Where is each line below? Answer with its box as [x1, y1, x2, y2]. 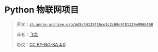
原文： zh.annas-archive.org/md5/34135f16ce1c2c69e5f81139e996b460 [16, 21, 153, 27]
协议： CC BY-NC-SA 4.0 [16, 41, 66, 47]
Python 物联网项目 [4, 4, 79, 15]
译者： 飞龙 [16, 31, 38, 37]
